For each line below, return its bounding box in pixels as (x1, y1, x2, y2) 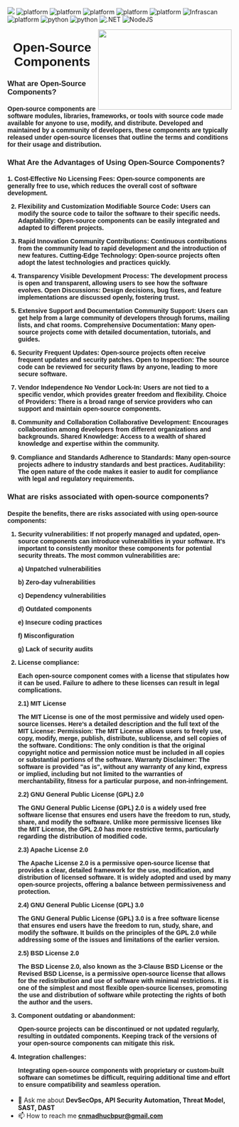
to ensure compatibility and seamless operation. (17, 1081, 161, 1088)
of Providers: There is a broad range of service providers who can (17, 398, 213, 406)
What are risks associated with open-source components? (7, 492, 209, 501)
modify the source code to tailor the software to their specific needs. (17, 210, 221, 218)
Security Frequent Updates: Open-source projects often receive (17, 349, 206, 357)
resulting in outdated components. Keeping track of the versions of (17, 1031, 217, 1040)
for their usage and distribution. (7, 140, 102, 148)
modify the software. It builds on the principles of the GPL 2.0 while (17, 928, 217, 937)
